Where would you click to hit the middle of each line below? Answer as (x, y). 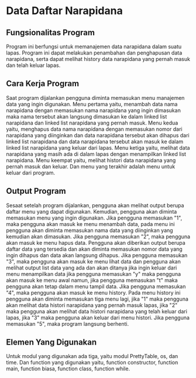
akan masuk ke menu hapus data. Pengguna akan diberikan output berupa (96, 242)
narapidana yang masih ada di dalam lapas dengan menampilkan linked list (96, 154)
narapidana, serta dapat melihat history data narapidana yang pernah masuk (98, 59)
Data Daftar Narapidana (64, 11)
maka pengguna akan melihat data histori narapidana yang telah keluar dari (97, 311)
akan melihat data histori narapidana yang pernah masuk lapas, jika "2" (92, 305)
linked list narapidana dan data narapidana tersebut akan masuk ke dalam (95, 141)
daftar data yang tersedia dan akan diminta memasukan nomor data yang (94, 249)
